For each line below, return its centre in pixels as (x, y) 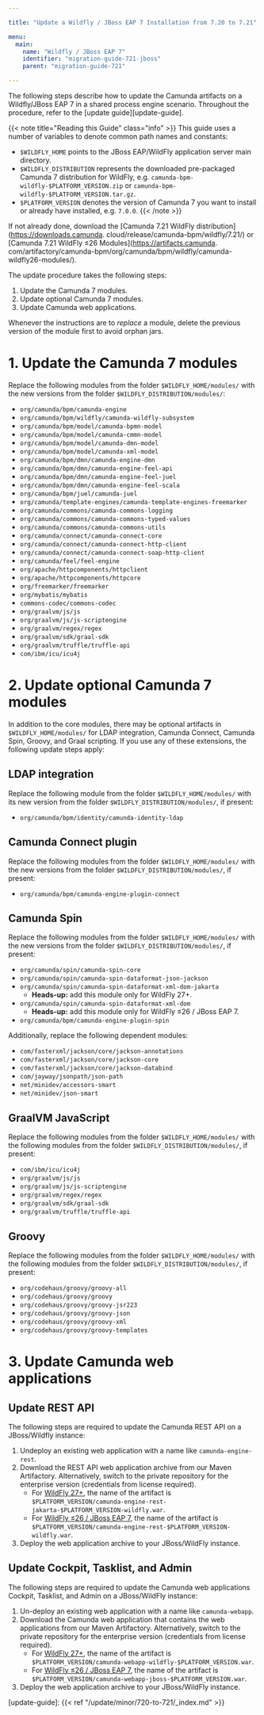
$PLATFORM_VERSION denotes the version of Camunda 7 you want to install (138, 202)
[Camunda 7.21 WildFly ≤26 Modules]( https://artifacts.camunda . (113, 243)
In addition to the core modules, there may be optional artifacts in (115, 724)
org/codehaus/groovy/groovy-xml (73, 1322)
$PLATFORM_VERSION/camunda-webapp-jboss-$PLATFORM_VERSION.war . (139, 1679)
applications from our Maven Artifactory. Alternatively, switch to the (130, 1628)
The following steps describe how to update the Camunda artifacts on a (125, 96)
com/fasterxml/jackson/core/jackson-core (89, 1060)
